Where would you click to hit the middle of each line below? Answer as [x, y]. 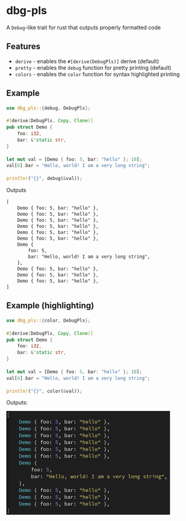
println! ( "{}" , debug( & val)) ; [45, 179]
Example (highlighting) [50, 305]
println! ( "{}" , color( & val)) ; [45, 391]
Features [23, 47]
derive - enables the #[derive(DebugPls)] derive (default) [87, 61]
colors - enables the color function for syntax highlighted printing [97, 74]
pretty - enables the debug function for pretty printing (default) [93, 67]
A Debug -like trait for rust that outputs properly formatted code [84, 27]
